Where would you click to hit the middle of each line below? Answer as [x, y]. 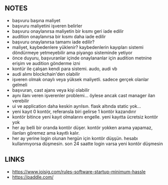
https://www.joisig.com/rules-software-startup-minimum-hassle [79, 171]
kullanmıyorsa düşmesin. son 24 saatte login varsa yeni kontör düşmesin [88, 144]
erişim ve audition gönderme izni [46, 63]
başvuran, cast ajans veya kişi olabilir [51, 90]
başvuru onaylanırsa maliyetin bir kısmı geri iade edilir [68, 31]
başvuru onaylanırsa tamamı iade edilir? [53, 42]
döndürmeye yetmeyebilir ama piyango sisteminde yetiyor [72, 52]
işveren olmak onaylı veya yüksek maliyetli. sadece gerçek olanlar [80, 79]
